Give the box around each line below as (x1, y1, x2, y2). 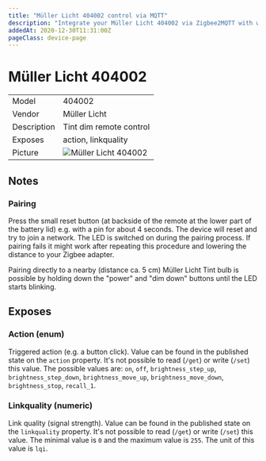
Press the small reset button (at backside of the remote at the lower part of (8, 216, 252, 225)
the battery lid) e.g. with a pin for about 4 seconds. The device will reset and (8, 224, 257, 234)
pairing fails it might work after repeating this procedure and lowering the (8, 241, 247, 251)
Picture (12, 148, 40, 159)
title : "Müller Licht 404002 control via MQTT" (8, 11, 169, 20)
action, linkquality (63, 134, 128, 145)
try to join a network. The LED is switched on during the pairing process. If (8, 232, 251, 242)
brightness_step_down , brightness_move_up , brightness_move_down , (8, 372, 224, 382)
